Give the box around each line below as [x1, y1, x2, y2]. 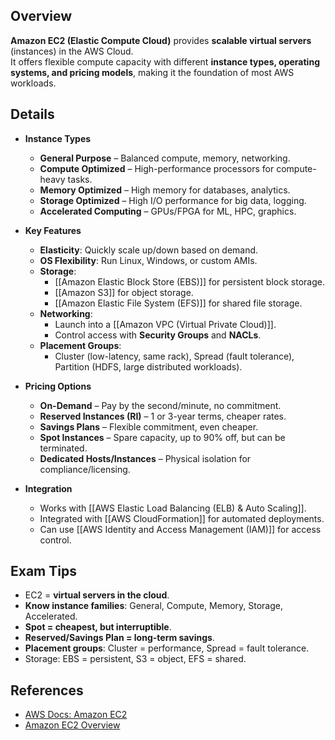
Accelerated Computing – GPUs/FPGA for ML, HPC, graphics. [39, 205, 297, 217]
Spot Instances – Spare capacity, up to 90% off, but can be [39, 431, 286, 443]
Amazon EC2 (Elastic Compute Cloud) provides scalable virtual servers [10, 34, 312, 46]
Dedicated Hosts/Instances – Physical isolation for [39, 452, 252, 464]
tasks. [67, 173, 93, 185]
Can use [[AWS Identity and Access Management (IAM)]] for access [39, 523, 322, 535]
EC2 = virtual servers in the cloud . [24, 589, 170, 601]
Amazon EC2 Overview [24, 719, 121, 731]
